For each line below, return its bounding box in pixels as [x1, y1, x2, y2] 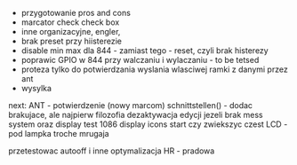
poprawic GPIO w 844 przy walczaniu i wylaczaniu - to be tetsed [20, 55, 260, 65]
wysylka [20, 83, 52, 93]
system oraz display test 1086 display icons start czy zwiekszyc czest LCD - [8, 119, 288, 130]
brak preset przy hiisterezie [20, 35, 122, 46]
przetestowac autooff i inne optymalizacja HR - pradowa [8, 145, 215, 156]
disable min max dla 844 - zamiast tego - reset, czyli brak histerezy [20, 45, 269, 56]
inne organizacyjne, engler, [20, 27, 121, 36]
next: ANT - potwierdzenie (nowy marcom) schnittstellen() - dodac [8, 100, 253, 110]
